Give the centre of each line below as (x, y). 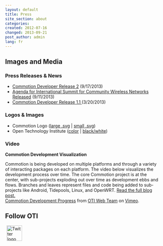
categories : (17, 23)
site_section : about (26, 19)
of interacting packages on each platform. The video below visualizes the (79, 169)
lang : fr (14, 42)
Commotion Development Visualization (46, 155)
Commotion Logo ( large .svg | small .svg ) (54, 126)
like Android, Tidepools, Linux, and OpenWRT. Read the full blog (87, 190)
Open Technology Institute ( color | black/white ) (60, 131)
